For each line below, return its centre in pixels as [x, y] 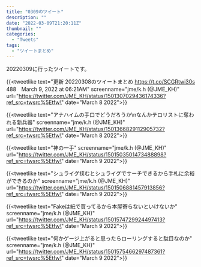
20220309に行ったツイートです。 [48, 69]
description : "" [26, 17]
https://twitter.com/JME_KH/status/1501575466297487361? [92, 251]
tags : [13, 46]
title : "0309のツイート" [35, 12]
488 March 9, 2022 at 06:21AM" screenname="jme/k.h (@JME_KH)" [93, 89]
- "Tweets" [25, 40]
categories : [21, 34]
